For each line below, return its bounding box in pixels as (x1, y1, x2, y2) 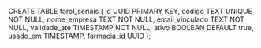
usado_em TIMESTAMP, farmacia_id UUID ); (8, 31, 151, 40)
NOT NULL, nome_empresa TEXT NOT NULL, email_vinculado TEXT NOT (8, 15, 245, 24)
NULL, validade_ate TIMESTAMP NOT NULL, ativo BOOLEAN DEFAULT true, (8, 23, 254, 32)
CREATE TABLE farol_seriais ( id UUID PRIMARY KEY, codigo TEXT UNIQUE (8, 7, 252, 15)
